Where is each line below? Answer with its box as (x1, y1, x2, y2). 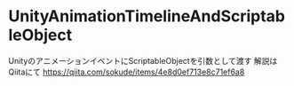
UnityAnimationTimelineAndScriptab (8, 6, 286, 27)
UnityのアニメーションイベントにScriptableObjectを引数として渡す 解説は (8, 55, 278, 66)
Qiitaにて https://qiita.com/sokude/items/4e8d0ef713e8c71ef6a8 (8, 66, 245, 77)
